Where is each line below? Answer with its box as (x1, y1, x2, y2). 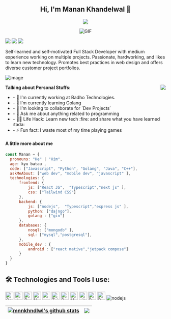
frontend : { (18, 180, 44, 186)
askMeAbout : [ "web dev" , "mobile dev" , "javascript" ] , (10, 171, 131, 176)
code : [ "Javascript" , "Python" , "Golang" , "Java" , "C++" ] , (10, 166, 138, 171)
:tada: (12, 121, 25, 127)
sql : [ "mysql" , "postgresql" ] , (27, 232, 93, 237)
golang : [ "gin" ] (27, 213, 65, 219)
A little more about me (5, 140, 53, 147)
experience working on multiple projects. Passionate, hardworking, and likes (5, 54, 165, 60)
